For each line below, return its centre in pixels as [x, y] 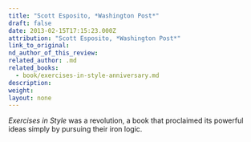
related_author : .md [43, 61]
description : [30, 83]
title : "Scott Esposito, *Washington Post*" [84, 16]
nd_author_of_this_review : [53, 53]
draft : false [30, 23]
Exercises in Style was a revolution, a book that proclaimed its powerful [126, 120]
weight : [21, 90]
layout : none [30, 98]
